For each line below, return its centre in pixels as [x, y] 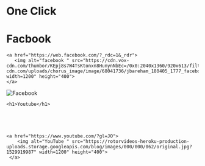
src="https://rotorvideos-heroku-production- [131, 142]
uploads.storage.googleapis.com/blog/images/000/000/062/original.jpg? [99, 147]
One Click [31, 11]
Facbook [29, 39]
